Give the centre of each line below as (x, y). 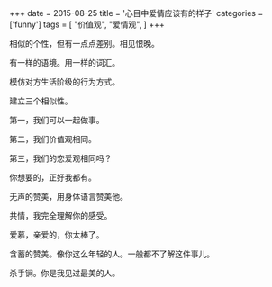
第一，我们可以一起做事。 (57, 120)
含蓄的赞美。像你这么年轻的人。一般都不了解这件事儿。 (112, 254)
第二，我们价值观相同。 (53, 139)
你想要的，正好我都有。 (53, 177)
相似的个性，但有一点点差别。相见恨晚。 (84, 44)
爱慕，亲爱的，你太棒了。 (57, 235)
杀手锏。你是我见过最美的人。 (64, 273)
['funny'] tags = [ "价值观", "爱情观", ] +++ (87, 24)
